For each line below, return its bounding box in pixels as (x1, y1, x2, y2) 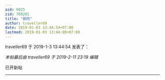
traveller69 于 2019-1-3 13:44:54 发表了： (5, 44, 89, 49)
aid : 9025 (5, 7, 26, 12)
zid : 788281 (5, 12, 29, 17)
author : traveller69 (5, 20, 48, 26)
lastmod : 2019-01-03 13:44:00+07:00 (5, 30, 80, 35)
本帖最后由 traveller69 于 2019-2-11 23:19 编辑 (5, 54, 98, 60)
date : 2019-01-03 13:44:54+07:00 (5, 25, 74, 30)
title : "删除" (5, 16, 33, 21)
